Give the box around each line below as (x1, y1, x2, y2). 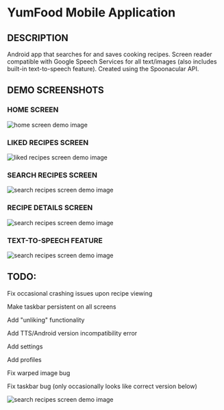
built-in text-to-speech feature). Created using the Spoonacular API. (7, 65, 199, 73)
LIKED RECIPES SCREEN (7, 138, 89, 147)
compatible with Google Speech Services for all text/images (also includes (7, 57, 217, 66)
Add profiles (7, 355, 42, 363)
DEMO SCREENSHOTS (7, 84, 104, 97)
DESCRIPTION (7, 32, 69, 44)
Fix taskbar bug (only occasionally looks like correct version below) (7, 382, 197, 390)
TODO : (7, 271, 36, 283)
